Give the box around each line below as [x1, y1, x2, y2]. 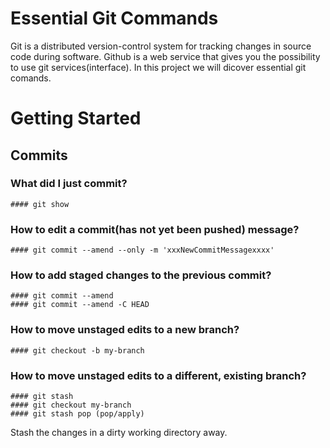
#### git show [10, 199, 70, 209]
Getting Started [10, 107, 142, 130]
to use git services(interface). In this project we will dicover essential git [10, 61, 307, 73]
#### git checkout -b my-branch [10, 345, 145, 356]
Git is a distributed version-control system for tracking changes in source [10, 40, 312, 52]
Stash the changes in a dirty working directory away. [10, 427, 228, 438]
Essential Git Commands [10, 7, 219, 30]
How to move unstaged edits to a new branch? [10, 323, 240, 337]
